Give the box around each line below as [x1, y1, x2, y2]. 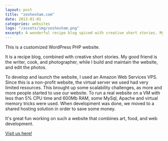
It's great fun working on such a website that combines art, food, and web [5, 116, 157, 121]
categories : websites [5, 21, 50, 26]
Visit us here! [5, 131, 32, 136]
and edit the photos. [5, 64, 46, 70]
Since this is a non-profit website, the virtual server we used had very [5, 79, 148, 85]
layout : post [5, 7, 32, 12]
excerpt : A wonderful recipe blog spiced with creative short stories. [5, 30, 157, 35]
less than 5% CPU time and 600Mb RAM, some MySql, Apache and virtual [5, 95, 158, 101]
